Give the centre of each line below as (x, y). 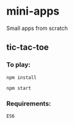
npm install (21, 78)
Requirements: (29, 103)
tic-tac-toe (28, 47)
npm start (19, 88)
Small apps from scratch (37, 28)
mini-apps (33, 11)
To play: (18, 65)
